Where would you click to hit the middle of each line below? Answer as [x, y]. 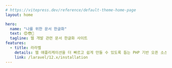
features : [16, 43]
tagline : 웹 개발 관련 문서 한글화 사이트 [49, 38]
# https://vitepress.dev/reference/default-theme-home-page [71, 10]
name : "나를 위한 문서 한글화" [38, 29]
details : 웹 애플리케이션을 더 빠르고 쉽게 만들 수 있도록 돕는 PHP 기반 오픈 [87, 52]
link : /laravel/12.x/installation [51, 57]
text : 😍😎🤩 [22, 34]
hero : [11, 24]
